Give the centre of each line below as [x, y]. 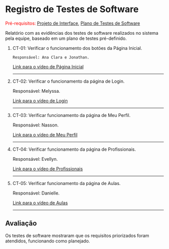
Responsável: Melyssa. [36, 91]
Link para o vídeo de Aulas [40, 203]
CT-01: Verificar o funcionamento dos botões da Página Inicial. [77, 48]
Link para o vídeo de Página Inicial [48, 67]
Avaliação [21, 224]
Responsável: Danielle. [36, 193]
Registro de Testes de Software [72, 9]
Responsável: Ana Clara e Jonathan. [51, 57]
